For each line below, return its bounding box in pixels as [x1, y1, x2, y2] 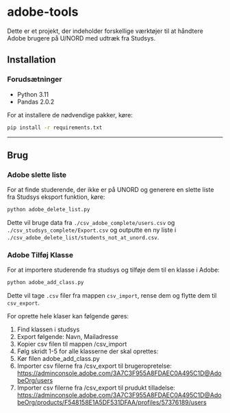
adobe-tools [7, 4, 79, 20]
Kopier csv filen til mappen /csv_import [16, 340, 127, 349]
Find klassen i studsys [16, 325, 80, 333]
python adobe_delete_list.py [7, 206, 90, 213]
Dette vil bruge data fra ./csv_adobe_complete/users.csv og [7, 219, 175, 227]
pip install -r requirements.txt [7, 124, 103, 131]
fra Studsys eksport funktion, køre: [7, 193, 105, 201]
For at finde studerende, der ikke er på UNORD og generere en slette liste [7, 186, 214, 194]
